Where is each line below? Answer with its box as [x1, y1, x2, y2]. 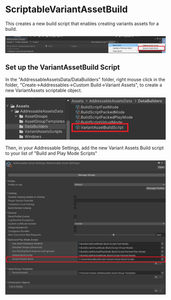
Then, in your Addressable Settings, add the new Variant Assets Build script [5, 145, 164, 151]
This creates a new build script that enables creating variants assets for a [5, 20, 159, 27]
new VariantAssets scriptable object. [5, 87, 82, 94]
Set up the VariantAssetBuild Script [5, 63, 120, 72]
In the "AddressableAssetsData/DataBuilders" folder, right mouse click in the [5, 77, 165, 83]
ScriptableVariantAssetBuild [5, 4, 128, 15]
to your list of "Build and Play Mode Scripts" [5, 150, 98, 156]
